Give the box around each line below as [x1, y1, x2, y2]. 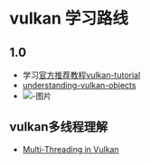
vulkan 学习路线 [9, 8, 129, 29]
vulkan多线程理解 [9, 119, 108, 135]
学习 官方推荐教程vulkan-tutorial [22, 69, 141, 80]
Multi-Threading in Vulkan [22, 143, 119, 154]
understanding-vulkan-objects [22, 80, 136, 90]
